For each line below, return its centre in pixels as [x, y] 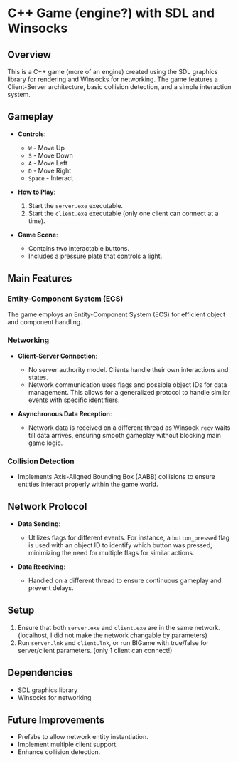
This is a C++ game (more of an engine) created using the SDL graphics [113, 72]
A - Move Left [48, 163]
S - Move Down [50, 155]
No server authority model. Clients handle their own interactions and [128, 369]
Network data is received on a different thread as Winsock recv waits [129, 427]
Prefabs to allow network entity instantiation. [83, 737]
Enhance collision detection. [59, 752]
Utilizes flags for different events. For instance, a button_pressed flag [129, 537]
